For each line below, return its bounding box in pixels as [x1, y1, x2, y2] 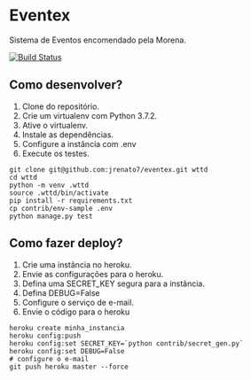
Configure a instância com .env [21, 138, 137, 149]
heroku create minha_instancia [9, 323, 125, 332]
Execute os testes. [21, 148, 90, 159]
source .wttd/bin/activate [9, 188, 109, 198]
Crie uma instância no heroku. [21, 259, 132, 270]
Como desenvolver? [9, 77, 123, 93]
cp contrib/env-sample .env [9, 204, 114, 213]
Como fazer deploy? [9, 236, 123, 251]
